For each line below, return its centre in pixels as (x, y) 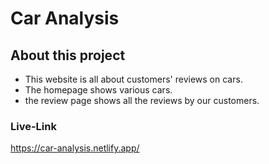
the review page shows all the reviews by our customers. (142, 100)
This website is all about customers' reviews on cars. (133, 79)
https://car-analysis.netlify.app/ (75, 148)
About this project (68, 55)
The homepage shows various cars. (98, 90)
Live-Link (33, 126)
